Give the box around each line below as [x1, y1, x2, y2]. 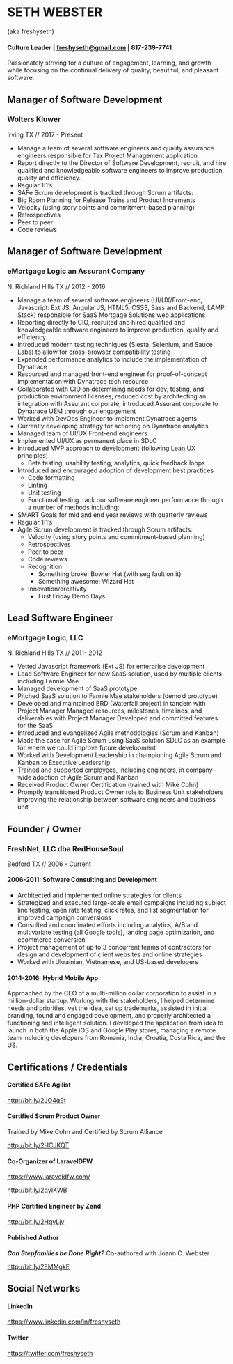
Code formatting [27, 473, 75, 481]
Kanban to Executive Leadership [17, 759, 111, 767]
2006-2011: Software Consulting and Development [7, 876, 158, 884]
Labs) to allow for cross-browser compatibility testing [17, 348, 171, 356]
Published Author [7, 1234, 59, 1242]
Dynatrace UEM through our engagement [17, 407, 136, 415]
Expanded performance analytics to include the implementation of [17, 355, 207, 363]
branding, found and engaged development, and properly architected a [7, 1012, 211, 1020]
